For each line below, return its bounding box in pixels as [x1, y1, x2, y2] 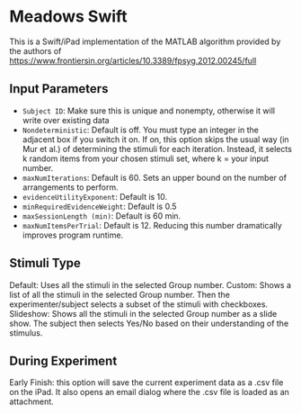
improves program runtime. [22, 229, 124, 240]
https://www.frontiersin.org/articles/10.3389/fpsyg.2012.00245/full [9, 55, 257, 66]
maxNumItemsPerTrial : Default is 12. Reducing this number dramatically [22, 220, 283, 230]
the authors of [9, 45, 62, 56]
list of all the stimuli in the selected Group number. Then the [9, 289, 231, 300]
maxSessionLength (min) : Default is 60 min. [22, 210, 181, 221]
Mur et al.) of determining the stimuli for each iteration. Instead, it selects [22, 143, 292, 154]
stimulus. [9, 327, 43, 338]
